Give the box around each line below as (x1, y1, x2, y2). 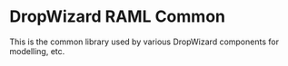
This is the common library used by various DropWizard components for (9, 36, 280, 47)
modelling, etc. (9, 45, 65, 56)
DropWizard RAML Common (9, 6, 225, 27)
